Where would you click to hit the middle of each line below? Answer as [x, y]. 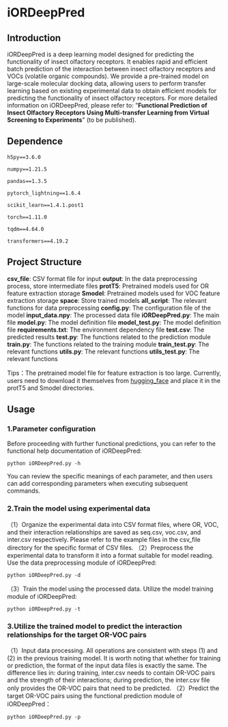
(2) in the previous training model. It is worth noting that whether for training [114, 658]
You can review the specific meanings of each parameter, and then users [110, 476]
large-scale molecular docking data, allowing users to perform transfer [106, 83]
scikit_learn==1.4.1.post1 [45, 205]
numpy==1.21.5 [27, 169]
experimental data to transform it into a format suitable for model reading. [110, 555]
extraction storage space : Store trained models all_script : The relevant [107, 300]
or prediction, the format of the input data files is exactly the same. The [107, 665]
